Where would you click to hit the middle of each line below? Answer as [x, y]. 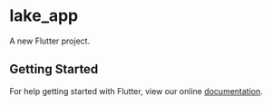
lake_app [44, 16]
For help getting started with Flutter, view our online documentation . [136, 91]
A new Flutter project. [50, 41]
